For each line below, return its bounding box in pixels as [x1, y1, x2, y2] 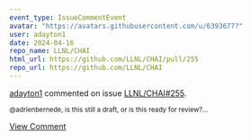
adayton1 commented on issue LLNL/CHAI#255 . [9, 87, 187, 99]
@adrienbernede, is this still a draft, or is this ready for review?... [9, 105, 209, 114]
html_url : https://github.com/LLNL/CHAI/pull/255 [9, 55, 200, 64]
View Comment [9, 120, 67, 131]
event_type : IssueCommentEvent [9, 13, 127, 22]
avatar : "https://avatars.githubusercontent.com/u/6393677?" [9, 22, 244, 31]
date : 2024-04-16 [9, 38, 75, 48]
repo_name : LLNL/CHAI [9, 47, 91, 56]
